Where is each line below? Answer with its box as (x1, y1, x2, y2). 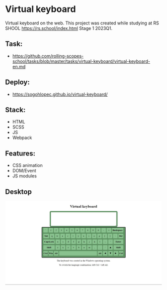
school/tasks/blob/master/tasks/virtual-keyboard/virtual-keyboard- (12, 58, 151, 64)
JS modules (12, 173, 37, 179)
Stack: (5, 106, 26, 114)
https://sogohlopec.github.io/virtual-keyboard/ (12, 91, 108, 97)
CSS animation (12, 162, 43, 168)
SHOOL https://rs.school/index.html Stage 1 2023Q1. (5, 25, 113, 31)
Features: (5, 149, 36, 157)
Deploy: (5, 78, 30, 87)
